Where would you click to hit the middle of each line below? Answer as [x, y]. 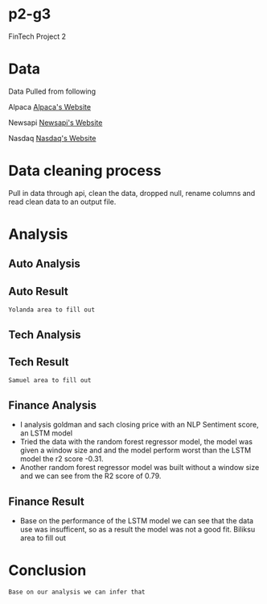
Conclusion [47, 571]
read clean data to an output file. [62, 202]
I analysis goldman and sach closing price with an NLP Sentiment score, [139, 425]
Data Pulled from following [52, 91]
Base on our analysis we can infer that [77, 592]
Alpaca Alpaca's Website [49, 106]
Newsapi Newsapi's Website [55, 123]
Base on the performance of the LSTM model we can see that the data [137, 521]
